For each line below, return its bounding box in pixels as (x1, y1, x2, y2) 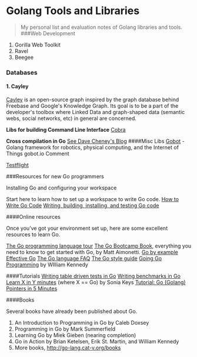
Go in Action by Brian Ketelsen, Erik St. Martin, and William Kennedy (14, 338, 179, 345)
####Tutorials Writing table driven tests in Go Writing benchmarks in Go (6, 272, 181, 280)
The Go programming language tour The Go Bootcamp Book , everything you (6, 242, 192, 249)
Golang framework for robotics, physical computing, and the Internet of (6, 144, 179, 151)
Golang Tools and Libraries (6, 4, 140, 18)
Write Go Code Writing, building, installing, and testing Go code (6, 202, 159, 209)
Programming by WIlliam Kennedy (6, 261, 88, 268)
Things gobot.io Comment (6, 150, 69, 157)
